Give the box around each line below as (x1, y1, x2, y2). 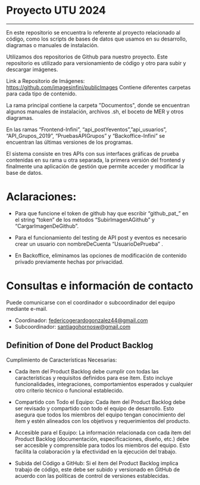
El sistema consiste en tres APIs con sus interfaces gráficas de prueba (6, 150, 179, 157)
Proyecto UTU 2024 (6, 4, 106, 17)
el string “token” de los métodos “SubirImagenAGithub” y (14, 216, 155, 223)
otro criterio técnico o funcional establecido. (14, 387, 124, 394)
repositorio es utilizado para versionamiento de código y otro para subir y (6, 59, 186, 66)
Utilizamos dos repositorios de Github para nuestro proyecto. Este (6, 53, 168, 60)
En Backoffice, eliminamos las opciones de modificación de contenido (14, 252, 187, 259)
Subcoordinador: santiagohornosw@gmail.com (14, 323, 131, 330)
